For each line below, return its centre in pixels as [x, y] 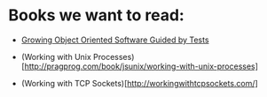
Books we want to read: [97, 15]
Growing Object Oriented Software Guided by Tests [115, 40]
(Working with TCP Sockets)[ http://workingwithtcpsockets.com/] [139, 83]
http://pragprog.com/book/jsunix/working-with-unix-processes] [141, 66]
